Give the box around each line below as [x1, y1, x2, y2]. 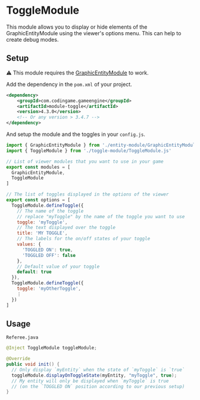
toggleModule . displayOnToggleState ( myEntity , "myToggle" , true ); [11, 372, 177, 379]
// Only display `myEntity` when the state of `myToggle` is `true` [11, 367, 185, 373]
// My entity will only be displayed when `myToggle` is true [11, 378, 169, 384]
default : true [17, 269, 52, 275]
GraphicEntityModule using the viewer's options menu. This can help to [6, 29, 182, 36]
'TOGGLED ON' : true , [21, 247, 73, 253]
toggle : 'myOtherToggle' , [17, 286, 82, 292]
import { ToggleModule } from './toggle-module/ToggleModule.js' [6, 147, 171, 154]
